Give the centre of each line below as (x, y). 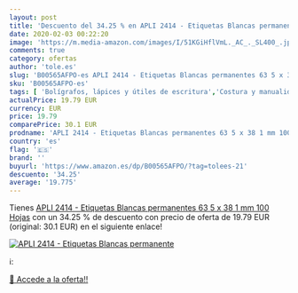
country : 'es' (35, 141)
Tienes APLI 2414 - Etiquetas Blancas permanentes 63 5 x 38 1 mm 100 (139, 208)
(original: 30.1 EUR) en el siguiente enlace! (86, 226)
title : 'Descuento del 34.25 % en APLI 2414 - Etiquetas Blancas (132, 26)
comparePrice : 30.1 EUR (53, 125)
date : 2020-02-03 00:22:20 (59, 34)
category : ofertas (43, 59)
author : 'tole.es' (43, 67)
